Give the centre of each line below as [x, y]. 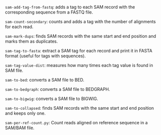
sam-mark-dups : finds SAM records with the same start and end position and [81, 36]
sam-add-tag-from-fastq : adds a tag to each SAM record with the [70, 7]
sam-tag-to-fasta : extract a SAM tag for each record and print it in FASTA [79, 51]
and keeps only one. [26, 113]
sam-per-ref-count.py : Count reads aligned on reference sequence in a [76, 123]
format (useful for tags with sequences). [45, 56]
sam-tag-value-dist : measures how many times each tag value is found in [79, 65]
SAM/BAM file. [20, 128]
